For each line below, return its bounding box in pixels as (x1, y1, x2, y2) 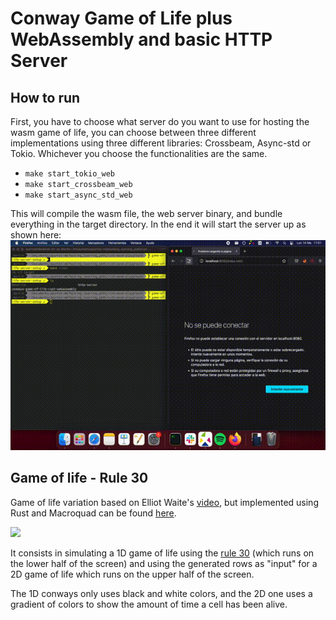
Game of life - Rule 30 (10, 470, 149, 487)
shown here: (10, 229, 62, 241)
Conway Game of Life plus (10, 7, 233, 30)
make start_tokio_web (24, 169, 115, 179)
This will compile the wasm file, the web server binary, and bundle (10, 208, 283, 219)
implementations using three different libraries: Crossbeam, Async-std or (10, 137, 312, 149)
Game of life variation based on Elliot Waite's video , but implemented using (10, 496, 319, 508)
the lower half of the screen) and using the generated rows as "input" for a (10, 557, 318, 569)
